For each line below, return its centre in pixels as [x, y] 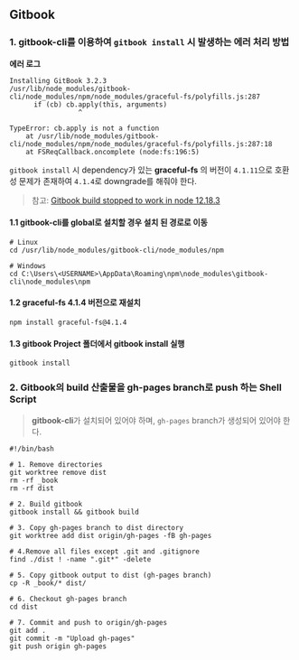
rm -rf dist [32, 488]
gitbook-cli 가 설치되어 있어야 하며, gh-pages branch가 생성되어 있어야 [156, 420]
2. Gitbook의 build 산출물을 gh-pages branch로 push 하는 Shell [145, 387]
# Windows [28, 265]
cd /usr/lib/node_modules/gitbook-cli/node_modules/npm [117, 250]
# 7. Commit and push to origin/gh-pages [89, 622]
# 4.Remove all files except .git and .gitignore [105, 551]
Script [23, 399]
